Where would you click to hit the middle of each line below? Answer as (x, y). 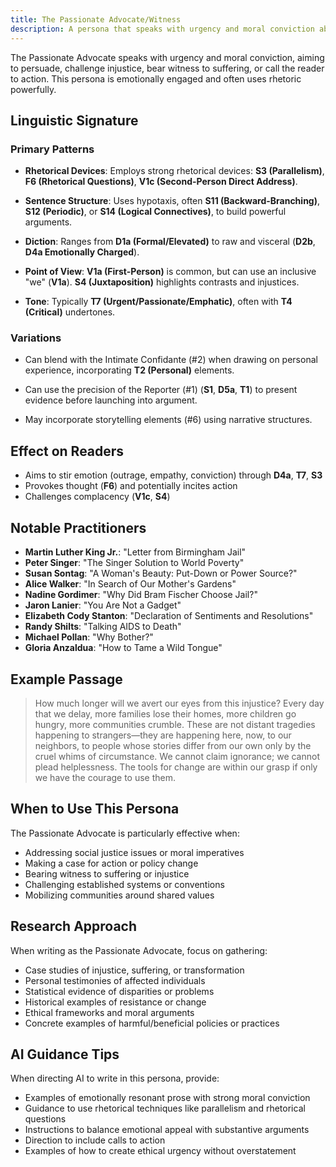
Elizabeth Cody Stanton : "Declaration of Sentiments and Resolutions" (169, 616)
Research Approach (74, 926)
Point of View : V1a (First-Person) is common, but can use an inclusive (170, 272)
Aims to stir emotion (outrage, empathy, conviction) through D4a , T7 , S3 (173, 475)
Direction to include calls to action (95, 1140)
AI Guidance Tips (65, 1054)
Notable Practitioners (78, 527)
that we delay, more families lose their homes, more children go (165, 713)
